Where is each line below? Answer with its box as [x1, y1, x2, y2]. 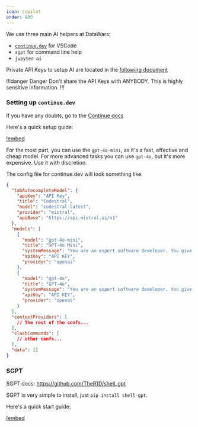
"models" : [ [11, 226, 41, 232]
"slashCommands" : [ [11, 330, 60, 336]
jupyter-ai [14, 56, 42, 62]
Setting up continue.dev [6, 98, 75, 107]
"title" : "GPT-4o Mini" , [21, 242, 84, 249]
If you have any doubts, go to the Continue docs [6, 112, 124, 119]
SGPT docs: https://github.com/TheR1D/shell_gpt [6, 380, 126, 387]
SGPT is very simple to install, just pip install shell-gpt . [6, 391, 148, 399]
